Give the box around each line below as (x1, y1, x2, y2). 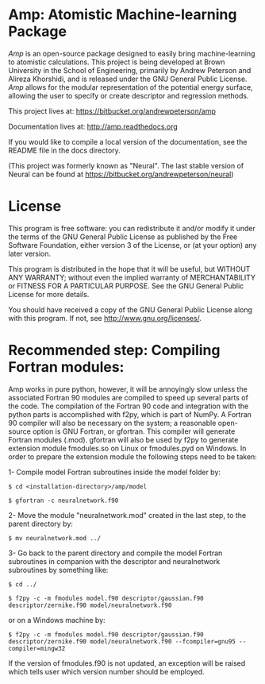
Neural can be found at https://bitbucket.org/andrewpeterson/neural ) (8, 169, 234, 179)
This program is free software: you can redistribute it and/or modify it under (8, 223, 255, 233)
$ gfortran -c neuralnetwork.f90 (8, 497, 119, 504)
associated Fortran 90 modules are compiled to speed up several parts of (8, 392, 248, 402)
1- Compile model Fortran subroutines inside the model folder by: (8, 467, 221, 477)
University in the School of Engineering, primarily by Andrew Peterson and (8, 65, 252, 75)
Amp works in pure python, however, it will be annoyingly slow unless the (8, 384, 248, 394)
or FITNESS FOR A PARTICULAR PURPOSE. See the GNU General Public (8, 280, 244, 291)
